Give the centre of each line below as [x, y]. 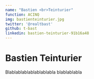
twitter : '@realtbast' [29, 24]
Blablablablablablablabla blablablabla [44, 72]
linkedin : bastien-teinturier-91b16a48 [47, 33]
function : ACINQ [22, 15]
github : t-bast [21, 29]
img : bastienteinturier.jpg [35, 19]
